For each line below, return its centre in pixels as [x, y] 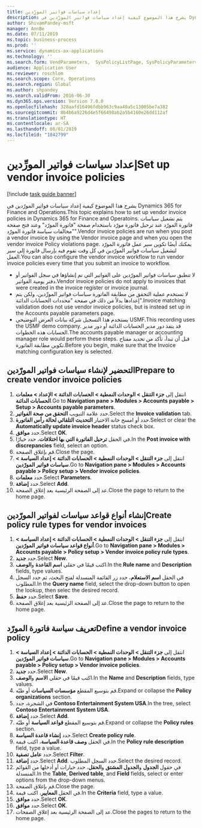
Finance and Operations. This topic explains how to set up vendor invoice [97, 212]
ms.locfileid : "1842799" [38, 135]
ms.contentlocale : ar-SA [38, 124]
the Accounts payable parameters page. [65, 313]
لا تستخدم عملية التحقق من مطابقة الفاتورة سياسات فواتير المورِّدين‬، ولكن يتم [102, 294]
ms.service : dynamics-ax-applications [55, 51]
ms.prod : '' [22, 46]
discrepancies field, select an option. [62, 445]
